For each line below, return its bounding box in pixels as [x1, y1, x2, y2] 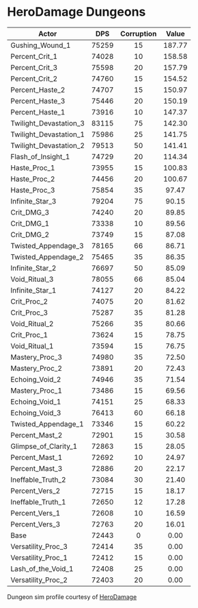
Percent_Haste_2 [10, 85, 66, 95]
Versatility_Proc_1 [10, 552, 68, 562]
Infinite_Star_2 [10, 263, 57, 273]
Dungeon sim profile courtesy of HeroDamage [7, 592, 137, 600]
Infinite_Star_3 [10, 196, 57, 206]
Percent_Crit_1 [10, 51, 58, 61]
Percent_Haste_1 [10, 107, 66, 117]
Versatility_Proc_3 [10, 542, 68, 551]
